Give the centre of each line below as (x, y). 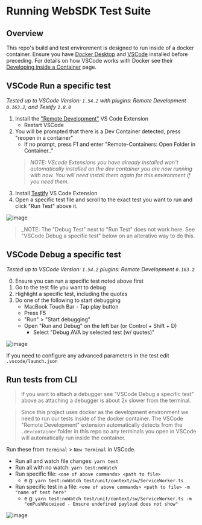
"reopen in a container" (44, 137)
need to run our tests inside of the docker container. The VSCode (102, 419)
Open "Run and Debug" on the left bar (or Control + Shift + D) (100, 325)
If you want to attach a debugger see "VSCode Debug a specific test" (107, 394)
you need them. (49, 181)
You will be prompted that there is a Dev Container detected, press (98, 131)
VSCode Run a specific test (59, 86)
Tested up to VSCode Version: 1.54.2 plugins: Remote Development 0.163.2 (100, 269)
